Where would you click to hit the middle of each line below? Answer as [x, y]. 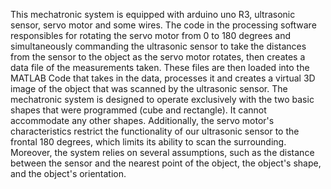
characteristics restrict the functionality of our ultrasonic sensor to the [155, 131]
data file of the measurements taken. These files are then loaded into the [160, 67]
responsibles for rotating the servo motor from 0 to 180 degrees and [150, 35]
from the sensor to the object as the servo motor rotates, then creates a [158, 57]
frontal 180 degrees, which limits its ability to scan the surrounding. [148, 142]
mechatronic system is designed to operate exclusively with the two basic [162, 99]
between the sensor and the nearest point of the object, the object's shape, [166, 163]
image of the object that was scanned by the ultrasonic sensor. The [149, 88]
